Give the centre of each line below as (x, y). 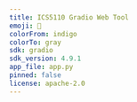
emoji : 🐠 (25, 26)
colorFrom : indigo (43, 34)
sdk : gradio (31, 51)
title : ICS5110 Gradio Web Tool (69, 17)
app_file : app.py (41, 67)
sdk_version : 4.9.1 (45, 59)
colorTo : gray (36, 42)
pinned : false (36, 75)
